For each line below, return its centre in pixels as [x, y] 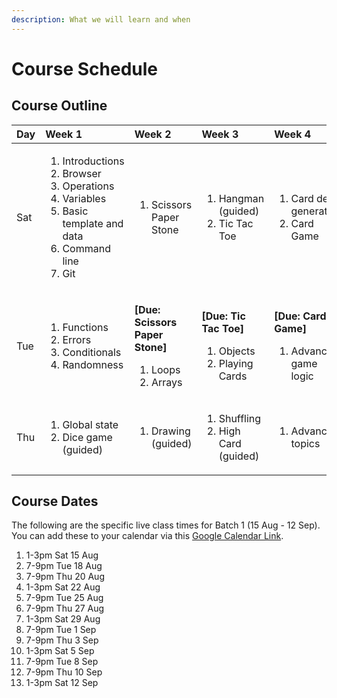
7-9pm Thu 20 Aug [65, 577]
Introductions [93, 161]
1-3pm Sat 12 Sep [62, 683]
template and [93, 223]
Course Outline [59, 106]
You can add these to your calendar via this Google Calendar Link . [147, 536]
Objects [237, 351]
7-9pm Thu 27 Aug [65, 608]
